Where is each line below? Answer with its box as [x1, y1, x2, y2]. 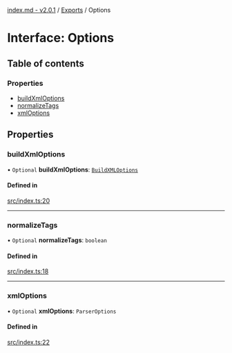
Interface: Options [7, 30, 115, 46]
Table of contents [7, 57, 84, 69]
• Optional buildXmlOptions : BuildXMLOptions [7, 165, 138, 174]
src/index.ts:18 [7, 267, 49, 275]
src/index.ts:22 [7, 338, 50, 346]
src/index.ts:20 [7, 197, 50, 205]
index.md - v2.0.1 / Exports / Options [7, 6, 111, 14]
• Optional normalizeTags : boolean [7, 236, 107, 244]
